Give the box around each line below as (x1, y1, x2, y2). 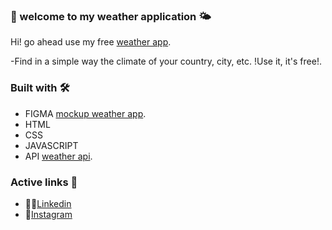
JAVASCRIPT (24, 139, 79, 151)
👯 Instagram (24, 208, 73, 220)
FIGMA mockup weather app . (24, 107, 147, 119)
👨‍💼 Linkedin (24, 197, 72, 209)
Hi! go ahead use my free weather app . (10, 36, 172, 48)
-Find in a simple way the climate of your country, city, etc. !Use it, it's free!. (10, 55, 322, 68)
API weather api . (24, 150, 93, 162)
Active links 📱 (10, 175, 78, 189)
